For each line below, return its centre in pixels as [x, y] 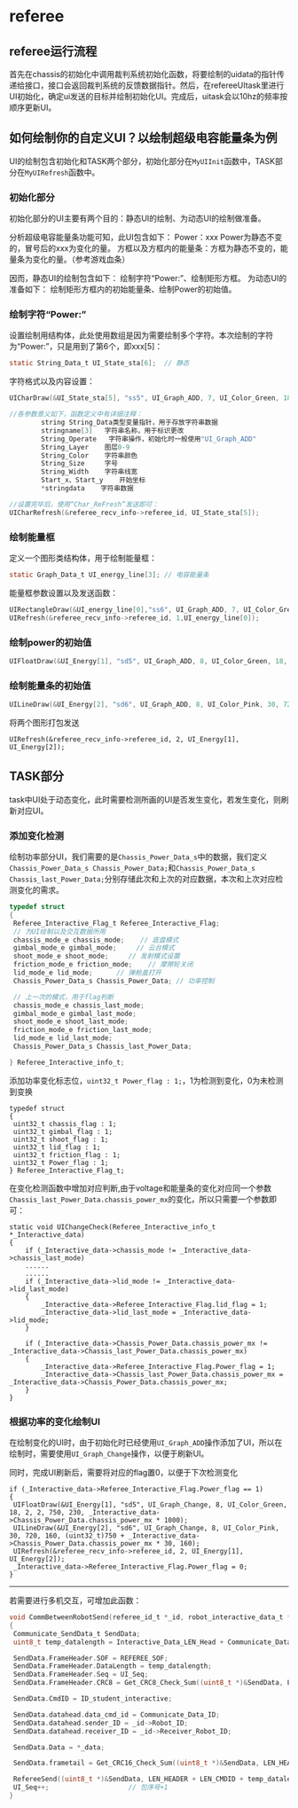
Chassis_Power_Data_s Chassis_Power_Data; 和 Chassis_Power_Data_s [132, 868]
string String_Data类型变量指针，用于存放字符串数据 [130, 423]
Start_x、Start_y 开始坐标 [94, 481]
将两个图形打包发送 [44, 722]
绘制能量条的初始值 [50, 685]
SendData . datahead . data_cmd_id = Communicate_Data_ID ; [116, 1714]
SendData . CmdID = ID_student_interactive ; [93, 1699]
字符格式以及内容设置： [52, 381]
